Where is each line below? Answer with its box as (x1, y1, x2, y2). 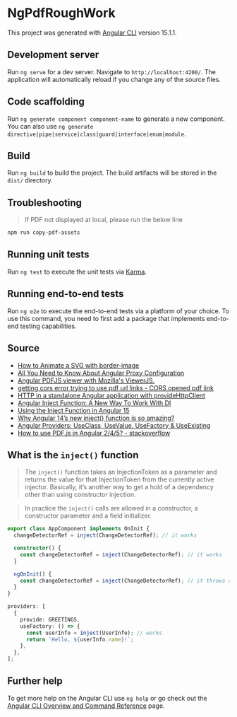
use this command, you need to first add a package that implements (7, 314, 205, 322)
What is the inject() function (7, 449, 139, 461)
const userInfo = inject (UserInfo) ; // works (25, 629, 162, 636)
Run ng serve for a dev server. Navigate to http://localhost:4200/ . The (7, 67, 217, 76)
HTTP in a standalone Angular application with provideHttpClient (17, 391, 206, 400)
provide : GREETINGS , (20, 616, 80, 623)
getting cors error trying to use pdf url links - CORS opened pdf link (17, 383, 214, 392)
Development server (7, 49, 99, 61)
